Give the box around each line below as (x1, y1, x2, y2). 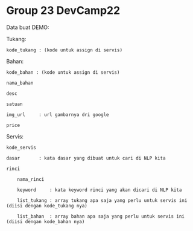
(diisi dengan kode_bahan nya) (6, 218, 85, 224)
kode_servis (6, 145, 36, 151)
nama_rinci (17, 176, 45, 182)
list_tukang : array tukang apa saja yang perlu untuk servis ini (17, 197, 188, 203)
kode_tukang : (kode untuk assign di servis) (6, 47, 122, 53)
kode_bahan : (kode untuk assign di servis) (6, 69, 120, 76)
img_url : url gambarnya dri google (6, 111, 110, 118)
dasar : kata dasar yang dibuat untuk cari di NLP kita (6, 155, 166, 161)
